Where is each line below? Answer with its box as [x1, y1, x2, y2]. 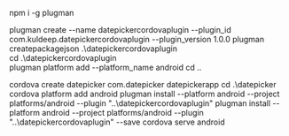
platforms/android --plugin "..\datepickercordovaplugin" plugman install [9, 98, 271, 109]
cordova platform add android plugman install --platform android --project [9, 88, 280, 99]
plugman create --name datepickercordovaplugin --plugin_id [9, 25, 232, 34]
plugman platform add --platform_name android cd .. [9, 62, 202, 72]
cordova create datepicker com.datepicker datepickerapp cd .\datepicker [9, 79, 277, 89]
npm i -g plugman [9, 8, 74, 18]
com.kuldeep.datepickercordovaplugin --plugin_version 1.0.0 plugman [9, 34, 264, 44]
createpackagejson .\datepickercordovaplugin [9, 43, 177, 54]
